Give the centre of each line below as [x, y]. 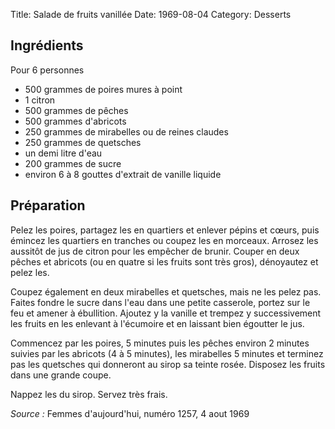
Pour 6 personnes [47, 70]
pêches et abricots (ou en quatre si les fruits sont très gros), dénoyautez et [164, 261]
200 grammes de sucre [73, 163]
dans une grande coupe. [61, 375]
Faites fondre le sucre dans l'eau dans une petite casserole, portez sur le [160, 302]
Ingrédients [47, 45]
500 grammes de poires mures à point [103, 89]
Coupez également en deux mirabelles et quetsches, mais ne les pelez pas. [166, 291]
